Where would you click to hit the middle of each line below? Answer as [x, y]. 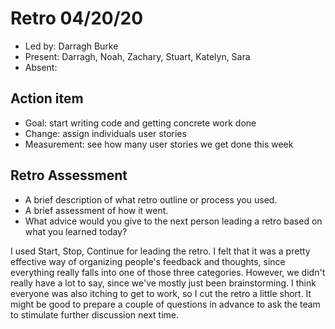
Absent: [41, 67]
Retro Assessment [69, 175]
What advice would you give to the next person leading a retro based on [173, 221]
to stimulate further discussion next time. [95, 314]
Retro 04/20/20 [77, 18]
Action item [47, 98]
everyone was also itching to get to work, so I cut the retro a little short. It [161, 293]
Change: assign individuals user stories [105, 133]
